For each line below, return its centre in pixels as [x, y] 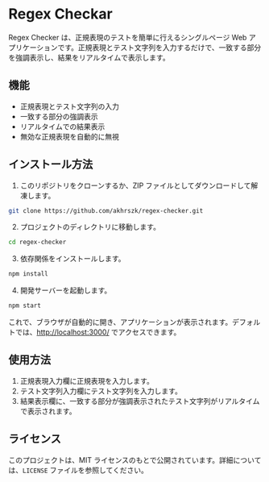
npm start [25, 306]
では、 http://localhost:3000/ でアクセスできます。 [98, 332]
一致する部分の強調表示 [59, 116]
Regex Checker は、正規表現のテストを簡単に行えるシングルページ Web [128, 37]
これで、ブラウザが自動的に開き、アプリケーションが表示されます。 [120, 322]
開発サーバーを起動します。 [66, 290]
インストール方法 [51, 165]
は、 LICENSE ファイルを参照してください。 [79, 470]
